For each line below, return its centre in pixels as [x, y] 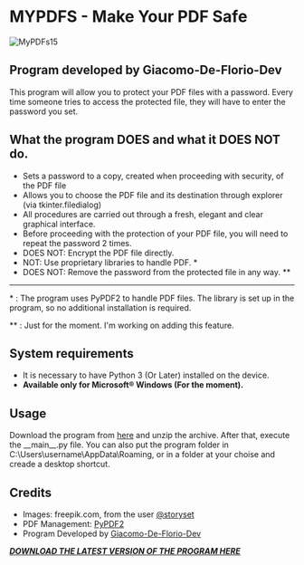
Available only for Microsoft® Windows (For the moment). [133, 385]
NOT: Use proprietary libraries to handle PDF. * [110, 262]
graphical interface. [59, 224]
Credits [31, 492]
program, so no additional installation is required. [100, 307]
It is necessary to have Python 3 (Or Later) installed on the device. [146, 375]
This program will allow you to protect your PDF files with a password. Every [152, 91]
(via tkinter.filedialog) [62, 205]
